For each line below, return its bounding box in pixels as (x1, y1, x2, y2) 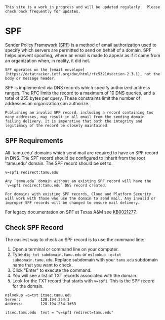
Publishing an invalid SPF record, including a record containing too (5, 110, 154, 115)
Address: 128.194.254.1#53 (5, 301, 77, 306)
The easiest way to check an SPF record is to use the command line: (5, 236, 145, 243)
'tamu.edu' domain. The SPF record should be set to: (5, 160, 113, 166)
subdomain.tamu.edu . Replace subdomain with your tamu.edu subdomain (12, 256, 158, 262)
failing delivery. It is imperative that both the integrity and (5, 119, 142, 124)
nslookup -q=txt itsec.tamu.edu (5, 293, 72, 298)
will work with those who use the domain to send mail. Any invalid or (5, 196, 156, 201)
